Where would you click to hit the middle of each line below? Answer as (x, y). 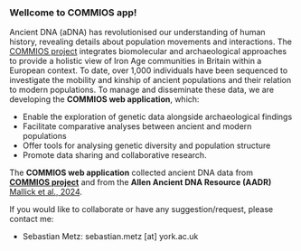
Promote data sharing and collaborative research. (114, 155)
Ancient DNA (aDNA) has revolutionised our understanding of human (137, 33)
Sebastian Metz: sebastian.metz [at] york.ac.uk (110, 237)
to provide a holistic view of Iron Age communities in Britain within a (136, 61)
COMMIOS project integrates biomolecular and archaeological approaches (148, 51)
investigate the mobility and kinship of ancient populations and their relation (150, 80)
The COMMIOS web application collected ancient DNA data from (132, 172)
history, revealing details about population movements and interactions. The (150, 42)
